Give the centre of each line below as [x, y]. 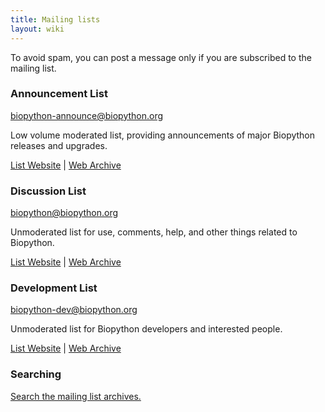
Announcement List [59, 94]
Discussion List [48, 191]
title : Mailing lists [55, 19]
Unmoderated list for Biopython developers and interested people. [146, 329]
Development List [54, 288]
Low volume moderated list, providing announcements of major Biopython [163, 135]
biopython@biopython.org [64, 213]
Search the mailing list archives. [76, 396]
